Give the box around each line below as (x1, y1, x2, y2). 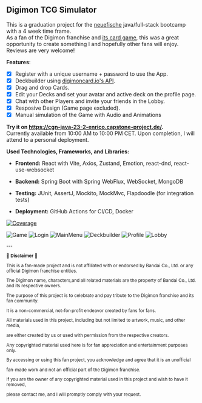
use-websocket (15, 166, 55, 173)
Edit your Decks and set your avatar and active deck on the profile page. (15, 91, 197, 98)
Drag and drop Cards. (15, 84, 70, 91)
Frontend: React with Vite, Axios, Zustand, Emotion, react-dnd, (15, 160, 173, 167)
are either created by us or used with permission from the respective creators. (6, 332, 169, 338)
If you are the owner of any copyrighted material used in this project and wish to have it (6, 376, 188, 382)
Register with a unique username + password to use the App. (15, 70, 169, 78)
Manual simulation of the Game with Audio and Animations (15, 112, 162, 119)
